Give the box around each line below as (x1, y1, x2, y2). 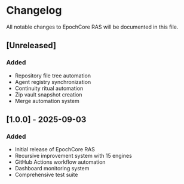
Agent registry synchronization (14, 78, 91, 85)
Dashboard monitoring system (14, 165, 90, 172)
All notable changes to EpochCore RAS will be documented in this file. (6, 23, 179, 30)
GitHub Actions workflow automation (14, 158, 106, 166)
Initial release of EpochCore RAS (14, 146, 96, 153)
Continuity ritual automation (14, 85, 84, 92)
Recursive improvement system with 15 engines (14, 152, 133, 160)
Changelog (6, 4, 62, 17)
